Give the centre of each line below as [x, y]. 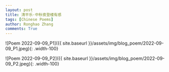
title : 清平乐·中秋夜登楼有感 [34, 15]
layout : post [19, 10]
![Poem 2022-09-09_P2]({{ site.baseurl [47, 58]
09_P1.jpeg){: [19, 49]
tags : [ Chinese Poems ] [29, 19]
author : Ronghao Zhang [29, 24]
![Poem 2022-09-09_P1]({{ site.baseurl [46, 43]
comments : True [21, 29]
